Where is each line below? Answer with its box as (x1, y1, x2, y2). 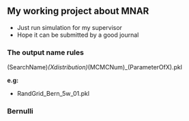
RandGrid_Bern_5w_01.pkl (16, 90, 90, 98)
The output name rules (7, 48, 84, 57)
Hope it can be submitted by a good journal (16, 31, 139, 39)
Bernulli (7, 107, 34, 116)
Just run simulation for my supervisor (16, 23, 123, 31)
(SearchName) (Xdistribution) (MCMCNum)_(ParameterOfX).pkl (7, 63, 183, 71)
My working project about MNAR (7, 5, 149, 17)
